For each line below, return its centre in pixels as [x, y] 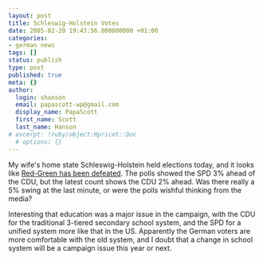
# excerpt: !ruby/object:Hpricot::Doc [73, 134]
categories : [28, 38]
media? [20, 198]
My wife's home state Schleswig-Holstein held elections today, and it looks [131, 164]
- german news [32, 45]
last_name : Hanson [46, 127]
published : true [35, 75]
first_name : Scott [46, 120]
